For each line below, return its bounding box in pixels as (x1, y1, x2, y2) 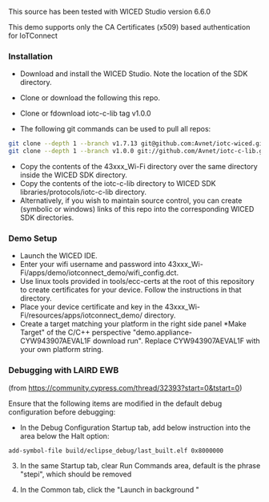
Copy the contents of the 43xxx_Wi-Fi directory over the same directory (19, 162, 258, 172)
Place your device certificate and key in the (19, 302, 163, 312)
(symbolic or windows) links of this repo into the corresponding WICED (19, 204, 255, 214)
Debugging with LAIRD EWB (8, 365, 119, 376)
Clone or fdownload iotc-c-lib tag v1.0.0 (19, 108, 151, 119)
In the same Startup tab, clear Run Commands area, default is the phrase (19, 460, 261, 470)
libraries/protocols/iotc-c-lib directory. (19, 188, 147, 197)
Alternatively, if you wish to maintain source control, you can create (19, 196, 243, 205)
